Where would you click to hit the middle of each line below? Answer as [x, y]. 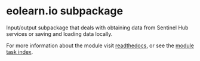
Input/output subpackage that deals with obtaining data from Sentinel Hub [97, 28]
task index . [20, 51]
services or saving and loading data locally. [59, 33]
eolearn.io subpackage [65, 11]
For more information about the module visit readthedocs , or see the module [100, 45]
